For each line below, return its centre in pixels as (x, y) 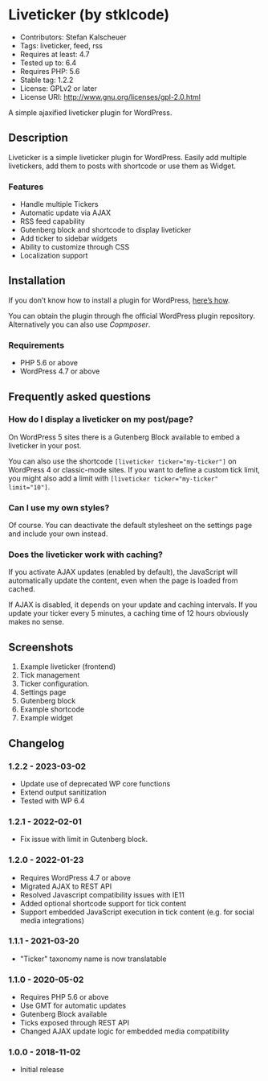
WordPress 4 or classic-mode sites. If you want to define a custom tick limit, (134, 469)
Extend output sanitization (63, 792)
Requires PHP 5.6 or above (64, 997)
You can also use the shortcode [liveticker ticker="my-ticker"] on (122, 461)
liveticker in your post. (45, 445)
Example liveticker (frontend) (68, 666)
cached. (22, 589)
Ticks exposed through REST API (75, 1023)
